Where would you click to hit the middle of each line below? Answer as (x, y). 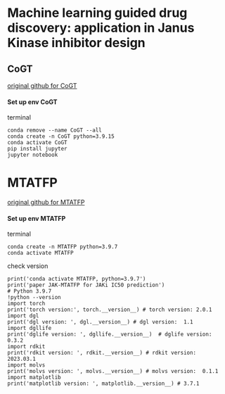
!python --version (34, 298)
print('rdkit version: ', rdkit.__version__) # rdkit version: (102, 353)
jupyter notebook (33, 155)
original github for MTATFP (46, 203)
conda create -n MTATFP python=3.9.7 (63, 247)
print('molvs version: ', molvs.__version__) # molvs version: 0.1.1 (113, 371)
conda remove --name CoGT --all (54, 131)
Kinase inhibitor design (76, 43)
